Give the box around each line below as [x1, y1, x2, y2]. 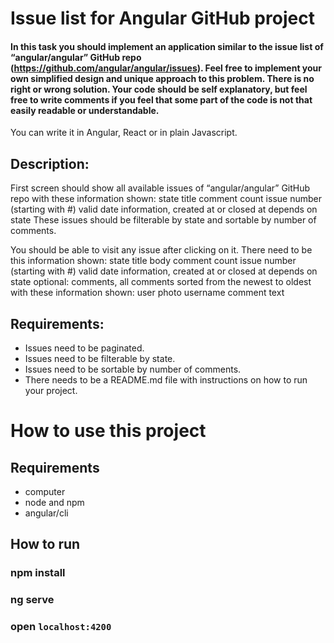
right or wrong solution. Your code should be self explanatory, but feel [10, 83, 308, 95]
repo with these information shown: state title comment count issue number [10, 193, 322, 205]
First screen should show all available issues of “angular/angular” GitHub [10, 182, 311, 194]
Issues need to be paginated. [24, 342, 145, 354]
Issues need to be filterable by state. [24, 353, 176, 365]
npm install [10, 566, 66, 580]
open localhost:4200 [10, 620, 112, 634]
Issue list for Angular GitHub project [10, 7, 315, 30]
